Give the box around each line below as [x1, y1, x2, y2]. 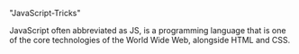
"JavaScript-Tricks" [9, 8, 81, 18]
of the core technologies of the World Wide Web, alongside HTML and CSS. [9, 35, 291, 45]
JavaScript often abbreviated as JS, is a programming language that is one [9, 25, 286, 35]
